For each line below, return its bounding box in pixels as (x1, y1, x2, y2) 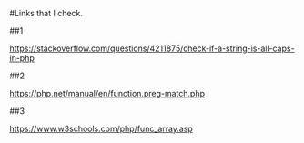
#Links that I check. (9, 8, 84, 18)
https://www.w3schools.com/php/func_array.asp (9, 123, 193, 134)
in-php (9, 53, 35, 63)
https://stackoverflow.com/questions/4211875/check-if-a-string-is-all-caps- (9, 43, 295, 54)
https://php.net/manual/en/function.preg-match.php (9, 88, 205, 98)
